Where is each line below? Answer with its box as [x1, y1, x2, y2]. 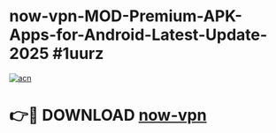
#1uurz [52, 44, 104, 63]
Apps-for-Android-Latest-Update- [9, 25, 268, 45]
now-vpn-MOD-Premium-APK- [9, 6, 243, 26]
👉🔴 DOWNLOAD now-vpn [9, 106, 207, 125]
